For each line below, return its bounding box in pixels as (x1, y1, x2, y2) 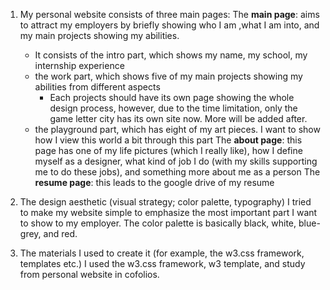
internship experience (34, 60, 125, 71)
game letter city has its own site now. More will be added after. (49, 113, 308, 124)
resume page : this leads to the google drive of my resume (34, 177, 275, 188)
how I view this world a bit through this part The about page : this (34, 134, 303, 146)
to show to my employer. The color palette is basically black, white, (19, 217, 297, 229)
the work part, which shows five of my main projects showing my (34, 70, 303, 82)
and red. (43, 228, 78, 239)
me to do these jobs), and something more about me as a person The (34, 166, 321, 178)
